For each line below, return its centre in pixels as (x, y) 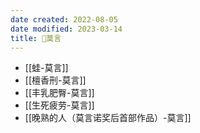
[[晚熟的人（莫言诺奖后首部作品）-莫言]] (108, 118)
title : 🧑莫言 (36, 38)
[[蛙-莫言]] (46, 68)
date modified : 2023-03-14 (66, 29)
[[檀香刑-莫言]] (55, 80)
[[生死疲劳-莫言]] (59, 105)
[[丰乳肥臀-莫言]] (59, 93)
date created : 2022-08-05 (64, 19)
